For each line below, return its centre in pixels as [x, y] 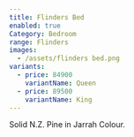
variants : [27, 67]
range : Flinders [39, 42]
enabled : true [35, 26]
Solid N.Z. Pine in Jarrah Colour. [67, 125]
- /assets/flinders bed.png [69, 58]
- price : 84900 [45, 75]
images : [23, 50]
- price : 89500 [45, 91]
